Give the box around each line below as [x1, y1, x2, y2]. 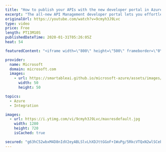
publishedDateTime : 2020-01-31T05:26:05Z [5, 35, 92, 40]
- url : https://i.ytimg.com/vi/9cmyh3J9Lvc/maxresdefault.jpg [9, 117, 140, 122]
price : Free [5, 26, 30, 31]
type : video [5, 21, 30, 26]
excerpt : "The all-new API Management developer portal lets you [5, 12, 142, 17]
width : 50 [18, 80, 39, 86]
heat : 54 [5, 40, 23, 45]
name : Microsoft [9, 62, 43, 67]
